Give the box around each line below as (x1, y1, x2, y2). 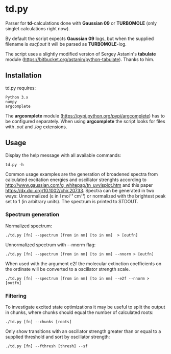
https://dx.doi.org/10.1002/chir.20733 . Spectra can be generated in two (5, 187, 155, 193)
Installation (5, 71, 42, 80)
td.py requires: (5, 85, 36, 91)
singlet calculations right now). (5, 25, 70, 31)
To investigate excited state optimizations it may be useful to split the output (5, 304, 165, 310)
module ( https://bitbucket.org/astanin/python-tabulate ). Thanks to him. (5, 56, 155, 62)
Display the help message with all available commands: (5, 152, 121, 158)
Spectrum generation (5, 211, 60, 218)
